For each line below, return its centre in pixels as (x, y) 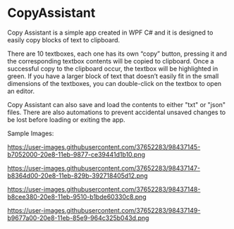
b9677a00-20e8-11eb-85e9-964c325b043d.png (78, 218)
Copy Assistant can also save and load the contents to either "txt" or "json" (117, 104)
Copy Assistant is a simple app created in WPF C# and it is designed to (110, 32)
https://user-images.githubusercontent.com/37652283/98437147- (104, 168)
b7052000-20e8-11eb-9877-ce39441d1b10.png (76, 154)
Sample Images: (31, 133)
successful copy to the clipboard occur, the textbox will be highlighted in (113, 68)
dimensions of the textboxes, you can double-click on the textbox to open (115, 83)
